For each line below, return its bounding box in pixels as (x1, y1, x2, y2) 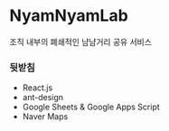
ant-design (22, 92, 64, 103)
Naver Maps (22, 111, 69, 122)
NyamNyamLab (9, 5, 128, 26)
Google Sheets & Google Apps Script (22, 101, 160, 113)
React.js (22, 82, 53, 93)
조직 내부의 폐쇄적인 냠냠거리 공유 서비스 (9, 36, 152, 47)
